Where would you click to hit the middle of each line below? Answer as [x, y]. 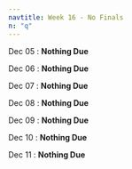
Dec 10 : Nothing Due [48, 137]
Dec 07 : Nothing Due [48, 85]
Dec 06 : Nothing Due [49, 68]
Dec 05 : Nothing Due [49, 51]
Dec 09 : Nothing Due [49, 120]
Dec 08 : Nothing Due [49, 102]
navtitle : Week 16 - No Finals [66, 17]
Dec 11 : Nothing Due [47, 154]
